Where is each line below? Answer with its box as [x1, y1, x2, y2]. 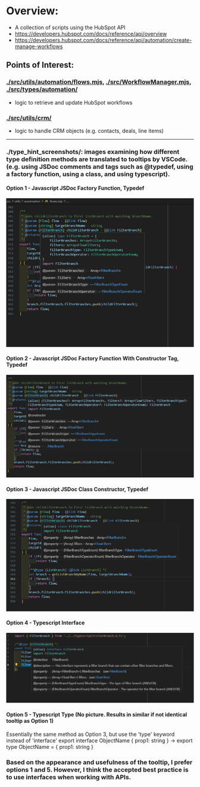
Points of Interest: [6, 60, 74, 70]
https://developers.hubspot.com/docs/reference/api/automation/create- [14, 36, 192, 43]
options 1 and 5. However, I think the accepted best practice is [6, 766, 189, 774]
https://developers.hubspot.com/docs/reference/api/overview [14, 30, 167, 37]
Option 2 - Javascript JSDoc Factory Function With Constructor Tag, [6, 355, 179, 362]
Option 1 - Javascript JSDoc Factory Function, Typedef [6, 184, 145, 192]
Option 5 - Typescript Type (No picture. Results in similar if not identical [6, 711, 187, 718]
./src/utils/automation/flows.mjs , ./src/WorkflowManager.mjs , [6, 78, 192, 86]
